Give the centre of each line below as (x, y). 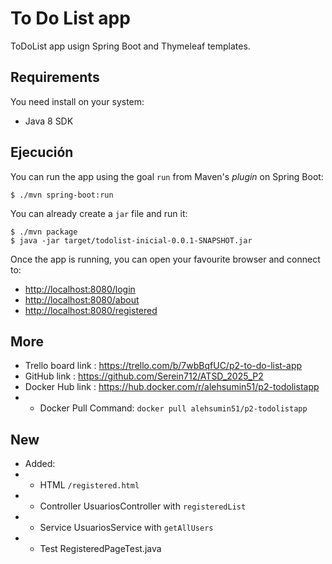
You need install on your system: (77, 101)
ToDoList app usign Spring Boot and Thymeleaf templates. (130, 46)
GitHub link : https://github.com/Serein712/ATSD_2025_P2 (144, 376)
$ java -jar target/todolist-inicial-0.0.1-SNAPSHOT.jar (131, 240)
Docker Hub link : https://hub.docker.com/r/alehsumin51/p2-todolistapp (172, 387)
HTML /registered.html (89, 485)
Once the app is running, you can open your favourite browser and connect (165, 259)
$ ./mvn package (44, 232)
